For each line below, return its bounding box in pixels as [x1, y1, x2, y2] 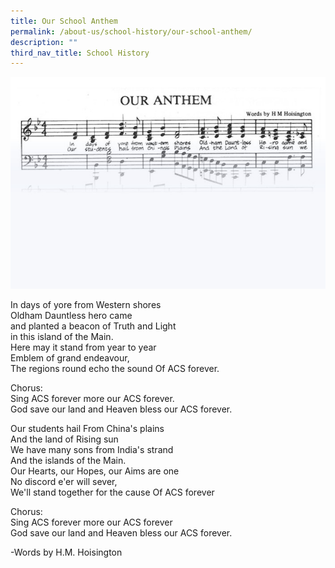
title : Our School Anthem [10, 16, 118, 26]
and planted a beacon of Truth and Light [10, 320, 177, 332]
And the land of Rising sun [10, 433, 119, 445]
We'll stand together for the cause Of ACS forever [10, 486, 215, 498]
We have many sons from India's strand [10, 443, 174, 455]
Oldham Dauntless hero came [10, 309, 133, 321]
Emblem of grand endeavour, [10, 351, 130, 364]
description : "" [10, 37, 78, 47]
